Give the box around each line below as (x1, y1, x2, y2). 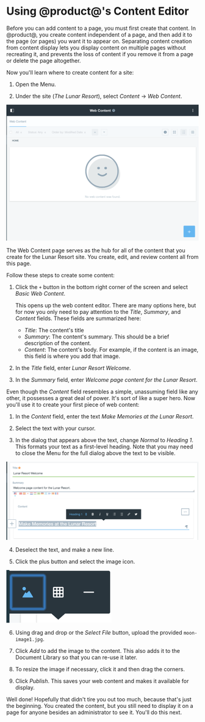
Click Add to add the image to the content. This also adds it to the (15, 647, 180, 655)
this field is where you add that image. (24, 352, 121, 360)
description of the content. (24, 339, 92, 346)
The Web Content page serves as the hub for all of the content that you (6, 246, 186, 254)
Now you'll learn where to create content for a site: (6, 68, 134, 76)
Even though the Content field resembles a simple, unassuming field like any (6, 388, 198, 395)
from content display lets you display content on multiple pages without (6, 44, 186, 51)
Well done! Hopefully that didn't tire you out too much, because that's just (6, 696, 192, 703)
